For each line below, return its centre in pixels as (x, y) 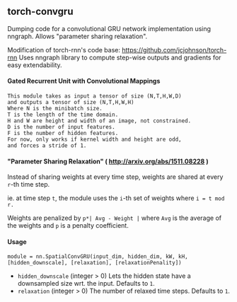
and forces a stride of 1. (47, 146)
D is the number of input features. (61, 127)
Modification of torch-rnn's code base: (64, 50)
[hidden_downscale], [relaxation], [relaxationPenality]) (94, 263)
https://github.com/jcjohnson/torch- (174, 50)
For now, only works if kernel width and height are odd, (94, 140)
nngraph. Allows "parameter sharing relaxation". (77, 36)
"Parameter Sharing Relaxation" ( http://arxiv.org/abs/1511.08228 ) (108, 161)
